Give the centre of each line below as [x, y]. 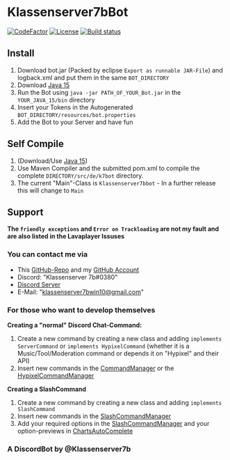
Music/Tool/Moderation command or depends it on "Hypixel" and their [118, 353]
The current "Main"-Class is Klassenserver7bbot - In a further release [116, 183]
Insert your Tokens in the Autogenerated [75, 107]
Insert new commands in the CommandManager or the [96, 368]
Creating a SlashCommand [47, 389]
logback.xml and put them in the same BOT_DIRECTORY [93, 77]
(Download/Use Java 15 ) [52, 160]
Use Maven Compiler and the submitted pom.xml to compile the [108, 168]
